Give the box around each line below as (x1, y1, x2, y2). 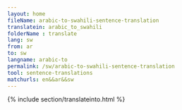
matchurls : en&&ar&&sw (7, 75, 74, 83)
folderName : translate (7, 30, 78, 37)
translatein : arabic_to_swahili (7, 23, 102, 30)
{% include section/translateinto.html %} (7, 95, 126, 104)
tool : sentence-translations (7, 69, 93, 76)
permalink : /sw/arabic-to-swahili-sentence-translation (7, 63, 175, 70)
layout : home (7, 10, 46, 18)
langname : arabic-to (7, 56, 68, 63)
